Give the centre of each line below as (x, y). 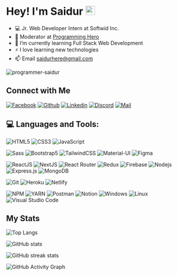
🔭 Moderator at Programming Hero (57, 37)
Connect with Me (38, 91)
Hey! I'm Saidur (45, 12)
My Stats (23, 218)
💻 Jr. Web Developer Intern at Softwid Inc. (67, 28)
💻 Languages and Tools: (53, 124)
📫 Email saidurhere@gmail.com (54, 59)
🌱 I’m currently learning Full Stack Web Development (79, 43)
